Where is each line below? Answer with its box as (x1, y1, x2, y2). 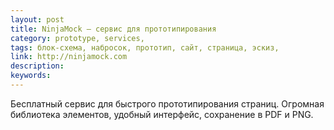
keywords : (10, 71, 52, 81)
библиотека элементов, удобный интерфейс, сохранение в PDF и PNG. (10, 108, 314, 120)
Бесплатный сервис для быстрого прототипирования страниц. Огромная (10, 97, 325, 110)
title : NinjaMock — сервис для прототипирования (10, 24, 217, 34)
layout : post (10, 14, 65, 25)
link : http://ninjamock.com (10, 52, 128, 62)
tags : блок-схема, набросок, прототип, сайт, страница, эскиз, (10, 42, 280, 53)
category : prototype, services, (10, 33, 145, 43)
